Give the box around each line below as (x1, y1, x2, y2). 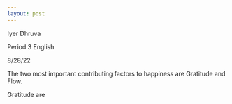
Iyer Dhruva (7, 29, 41, 37)
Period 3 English (7, 42, 55, 51)
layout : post (7, 10, 45, 17)
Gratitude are (7, 90, 45, 98)
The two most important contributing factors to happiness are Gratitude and (7, 69, 226, 78)
